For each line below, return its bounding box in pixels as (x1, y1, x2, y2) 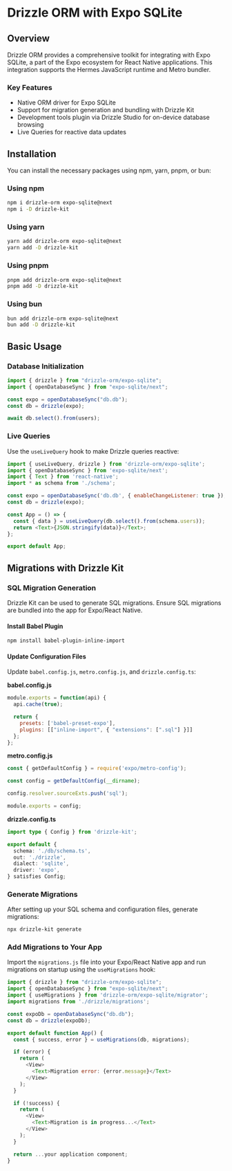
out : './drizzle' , (13, 854, 67, 861)
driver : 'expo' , (13, 867, 60, 874)
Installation (7, 148, 57, 160)
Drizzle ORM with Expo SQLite (7, 5, 183, 21)
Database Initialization (7, 361, 84, 371)
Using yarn (7, 222, 45, 232)
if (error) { (13, 1048, 51, 1055)
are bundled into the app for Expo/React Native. (7, 606, 143, 614)
